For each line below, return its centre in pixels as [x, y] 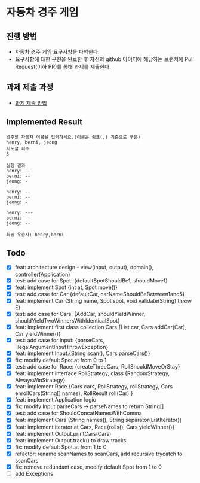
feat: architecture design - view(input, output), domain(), [84, 268]
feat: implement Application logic [56, 400]
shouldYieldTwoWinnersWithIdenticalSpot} [67, 320]
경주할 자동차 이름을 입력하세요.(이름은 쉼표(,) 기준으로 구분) [73, 137]
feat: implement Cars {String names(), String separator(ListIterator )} [98, 420]
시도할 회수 [18, 148]
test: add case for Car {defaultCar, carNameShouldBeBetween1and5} [100, 294]
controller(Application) [42, 274]
